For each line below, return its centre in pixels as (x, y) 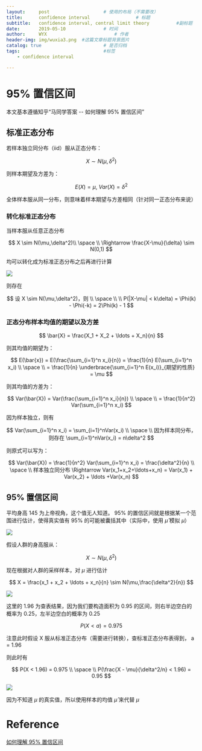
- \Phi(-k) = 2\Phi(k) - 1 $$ (101, 305)
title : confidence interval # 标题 (78, 18)
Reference (33, 724)
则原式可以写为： (27, 451)
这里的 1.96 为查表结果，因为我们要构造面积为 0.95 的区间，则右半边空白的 (99, 606)
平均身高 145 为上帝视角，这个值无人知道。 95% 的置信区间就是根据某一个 (99, 513)
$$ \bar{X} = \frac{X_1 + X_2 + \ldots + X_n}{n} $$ (101, 336)
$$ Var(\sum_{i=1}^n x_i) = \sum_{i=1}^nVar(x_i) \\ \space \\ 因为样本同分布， (101, 430)
